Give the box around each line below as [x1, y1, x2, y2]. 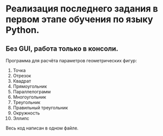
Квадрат [12, 78, 31, 84]
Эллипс [12, 115, 29, 121]
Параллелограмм [12, 89, 51, 94]
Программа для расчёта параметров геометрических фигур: [5, 58, 137, 63]
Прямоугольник [12, 83, 47, 89]
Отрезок [12, 73, 31, 78]
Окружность [12, 110, 40, 116]
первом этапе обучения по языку [5, 14, 153, 25]
